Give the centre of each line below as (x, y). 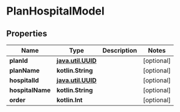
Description (120, 51)
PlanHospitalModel (55, 11)
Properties (27, 34)
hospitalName (30, 90)
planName (25, 71)
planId (19, 61)
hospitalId (24, 80)
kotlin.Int (70, 100)
